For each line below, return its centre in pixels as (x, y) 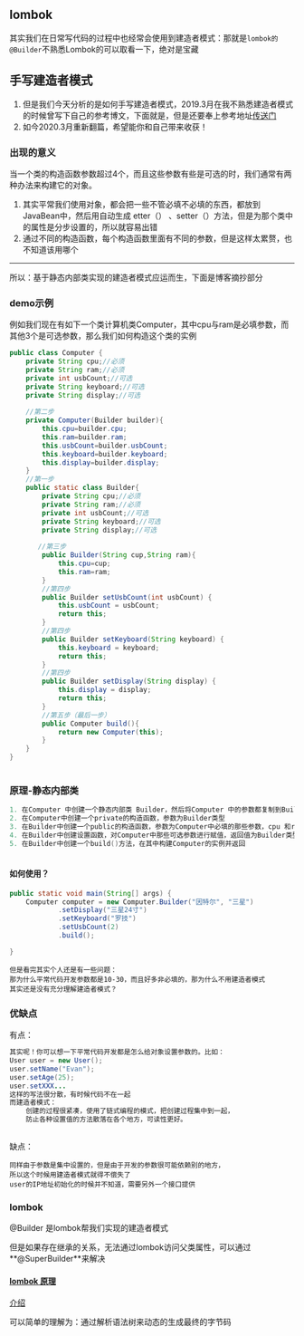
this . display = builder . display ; (101, 462)
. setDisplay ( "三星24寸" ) (102, 910)
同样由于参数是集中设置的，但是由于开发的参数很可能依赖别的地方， (117, 1165)
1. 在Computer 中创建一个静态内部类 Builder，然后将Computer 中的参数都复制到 (146, 810)
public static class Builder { (83, 488)
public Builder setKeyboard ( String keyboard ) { (133, 639)
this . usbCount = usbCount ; (109, 606)
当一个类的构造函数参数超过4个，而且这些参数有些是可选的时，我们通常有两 (151, 173)
